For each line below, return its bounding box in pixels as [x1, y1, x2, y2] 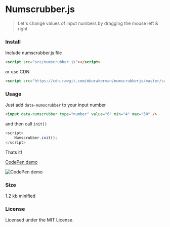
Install [5, 38, 21, 45]
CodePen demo [5, 159, 38, 165]
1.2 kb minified [5, 193, 36, 199]
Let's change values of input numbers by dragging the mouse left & [17, 20, 158, 26]
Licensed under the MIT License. [5, 217, 74, 223]
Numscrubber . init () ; [14, 135, 58, 141]
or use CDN [5, 69, 30, 75]
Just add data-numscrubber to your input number [5, 102, 106, 108]
